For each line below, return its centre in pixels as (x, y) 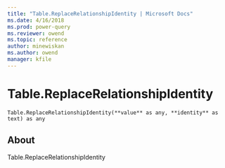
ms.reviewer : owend (36, 33)
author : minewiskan (36, 46)
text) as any (26, 119)
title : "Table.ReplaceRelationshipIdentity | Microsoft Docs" (100, 14)
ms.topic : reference (38, 40)
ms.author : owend (33, 53)
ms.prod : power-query (39, 27)
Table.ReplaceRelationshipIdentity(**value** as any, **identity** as (113, 113)
